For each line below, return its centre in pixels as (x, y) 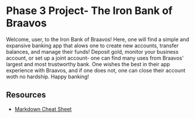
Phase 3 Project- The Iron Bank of (89, 11)
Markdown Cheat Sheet (43, 109)
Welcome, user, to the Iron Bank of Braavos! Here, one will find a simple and (97, 39)
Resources (26, 95)
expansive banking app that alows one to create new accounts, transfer (92, 46)
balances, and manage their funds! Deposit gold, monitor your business (92, 51)
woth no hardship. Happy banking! (48, 77)
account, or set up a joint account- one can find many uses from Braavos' (95, 58)
